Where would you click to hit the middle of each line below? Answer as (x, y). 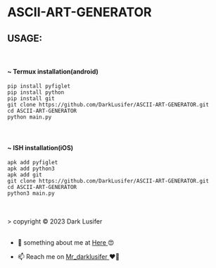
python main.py (30, 117)
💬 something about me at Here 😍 (66, 243)
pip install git (31, 99)
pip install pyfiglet (39, 86)
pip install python (36, 92)
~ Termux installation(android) (53, 71)
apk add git (25, 175)
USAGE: (25, 38)
